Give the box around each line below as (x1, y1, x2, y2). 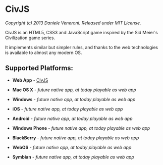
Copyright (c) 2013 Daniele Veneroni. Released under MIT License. (5, 20, 141, 26)
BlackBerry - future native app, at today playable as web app (12, 135, 139, 141)
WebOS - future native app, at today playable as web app (12, 144, 132, 150)
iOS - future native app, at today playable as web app (12, 106, 123, 112)
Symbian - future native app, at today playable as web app (12, 154, 135, 160)
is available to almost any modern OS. (5, 50, 82, 55)
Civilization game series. (5, 35, 55, 41)
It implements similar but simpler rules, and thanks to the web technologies (5, 44, 158, 50)
